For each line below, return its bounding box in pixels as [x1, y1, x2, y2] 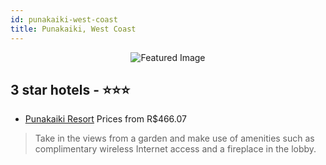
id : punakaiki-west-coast [10, 14, 118, 25]
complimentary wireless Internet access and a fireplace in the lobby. [34, 143, 317, 155]
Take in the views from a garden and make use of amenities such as [34, 132, 315, 145]
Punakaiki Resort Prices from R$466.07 [24, 113, 187, 125]
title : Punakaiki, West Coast [10, 24, 137, 34]
